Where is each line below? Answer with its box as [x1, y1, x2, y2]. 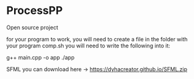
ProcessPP [6, 4, 63, 18]
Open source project [6, 24, 58, 31]
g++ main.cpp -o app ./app [6, 53, 75, 61]
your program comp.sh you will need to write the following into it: [6, 42, 170, 49]
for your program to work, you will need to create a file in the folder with [6, 35, 188, 43]
